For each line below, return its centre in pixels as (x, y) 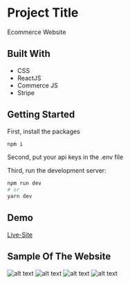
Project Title (43, 13)
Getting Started (41, 115)
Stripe (26, 92)
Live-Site (20, 235)
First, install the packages (44, 131)
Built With (29, 54)
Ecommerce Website (37, 32)
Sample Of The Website (59, 257)
